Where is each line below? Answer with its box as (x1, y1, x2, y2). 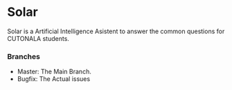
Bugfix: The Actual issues (17, 75, 91, 83)
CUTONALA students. (7, 34, 69, 42)
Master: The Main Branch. (17, 67, 91, 76)
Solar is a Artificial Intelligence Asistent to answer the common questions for (7, 27, 225, 35)
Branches (7, 51, 40, 61)
